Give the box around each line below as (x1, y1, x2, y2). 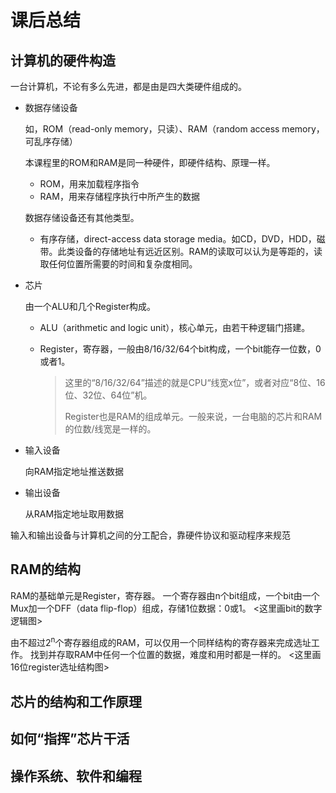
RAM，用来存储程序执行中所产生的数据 (39, 191, 200, 202)
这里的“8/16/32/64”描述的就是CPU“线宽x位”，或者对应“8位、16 (64, 377, 326, 388)
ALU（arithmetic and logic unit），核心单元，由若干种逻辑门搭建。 (39, 322, 311, 333)
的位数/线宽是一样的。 (64, 423, 157, 435)
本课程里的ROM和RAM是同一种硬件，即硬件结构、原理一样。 (24, 157, 276, 168)
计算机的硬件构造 (10, 52, 116, 69)
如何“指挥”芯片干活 (10, 731, 130, 748)
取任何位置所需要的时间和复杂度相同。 (39, 258, 198, 270)
